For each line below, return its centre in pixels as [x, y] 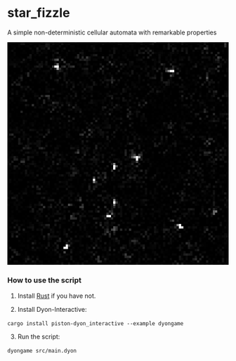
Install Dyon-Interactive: [52, 309]
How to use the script [45, 280]
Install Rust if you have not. [57, 296]
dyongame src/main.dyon [42, 350]
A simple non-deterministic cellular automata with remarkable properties [112, 32]
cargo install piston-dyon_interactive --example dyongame [96, 323]
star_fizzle [39, 13]
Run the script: [39, 336]
